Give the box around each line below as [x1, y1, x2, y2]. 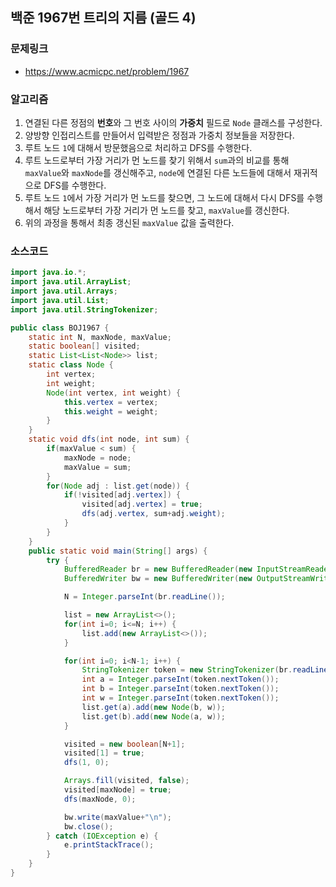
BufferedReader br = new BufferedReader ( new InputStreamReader [63, 564, 333, 575]
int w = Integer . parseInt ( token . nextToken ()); [81, 693, 280, 703]
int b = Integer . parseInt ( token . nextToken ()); [81, 684, 280, 694]
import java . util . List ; [10, 295, 110, 305]
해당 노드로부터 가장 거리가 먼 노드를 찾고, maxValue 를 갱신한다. [43, 204, 290, 216]
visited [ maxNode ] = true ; [63, 785, 172, 795]
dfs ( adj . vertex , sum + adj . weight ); [81, 509, 226, 519]
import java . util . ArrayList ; [10, 277, 132, 287]
